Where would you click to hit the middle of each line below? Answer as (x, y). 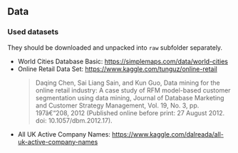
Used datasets (33, 32)
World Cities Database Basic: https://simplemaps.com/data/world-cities (123, 61)
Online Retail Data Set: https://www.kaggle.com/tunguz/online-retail (117, 69)
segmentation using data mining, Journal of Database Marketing (130, 97)
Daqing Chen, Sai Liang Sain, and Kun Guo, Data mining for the (128, 83)
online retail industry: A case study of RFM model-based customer (133, 90)
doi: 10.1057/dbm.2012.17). (74, 120)
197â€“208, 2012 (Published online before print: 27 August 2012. (130, 112)
